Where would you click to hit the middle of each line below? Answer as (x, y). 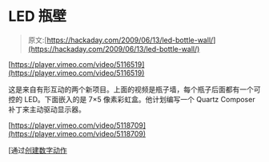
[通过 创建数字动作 (38, 150)
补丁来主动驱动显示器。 (47, 109)
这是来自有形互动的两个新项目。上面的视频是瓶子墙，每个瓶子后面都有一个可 (134, 89)
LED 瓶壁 (37, 16)
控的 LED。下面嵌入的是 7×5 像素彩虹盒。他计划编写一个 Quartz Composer (132, 99)
